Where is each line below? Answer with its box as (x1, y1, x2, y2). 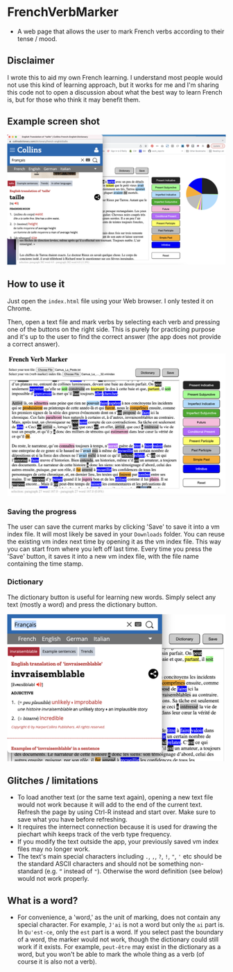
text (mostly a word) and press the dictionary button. (7, 600, 158, 609)
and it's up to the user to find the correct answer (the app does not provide (7, 332, 221, 341)
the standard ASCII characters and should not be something (17, 860, 189, 868)
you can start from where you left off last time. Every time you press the (7, 545, 213, 553)
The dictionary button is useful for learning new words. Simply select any (7, 593, 216, 601)
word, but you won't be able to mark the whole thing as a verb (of (17, 950, 205, 959)
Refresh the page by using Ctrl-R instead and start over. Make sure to (17, 808, 216, 816)
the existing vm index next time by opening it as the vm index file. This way (7, 537, 222, 546)
